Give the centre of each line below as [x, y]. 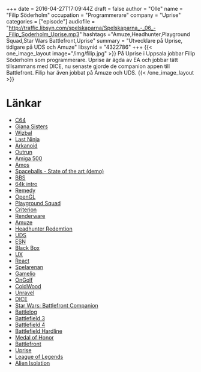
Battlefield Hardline [39, 331]
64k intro [26, 184]
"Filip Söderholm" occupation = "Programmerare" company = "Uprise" [94, 15]
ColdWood [28, 286]
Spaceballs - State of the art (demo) [59, 171]
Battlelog [26, 312]
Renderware [30, 215]
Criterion [26, 209]
